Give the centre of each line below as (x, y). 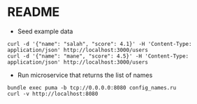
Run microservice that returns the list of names (85, 75)
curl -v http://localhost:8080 (53, 94)
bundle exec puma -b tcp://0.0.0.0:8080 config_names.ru (92, 87)
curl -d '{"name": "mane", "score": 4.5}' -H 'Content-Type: (98, 56)
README (34, 12)
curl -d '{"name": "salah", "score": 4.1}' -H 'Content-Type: (100, 44)
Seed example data (45, 31)
